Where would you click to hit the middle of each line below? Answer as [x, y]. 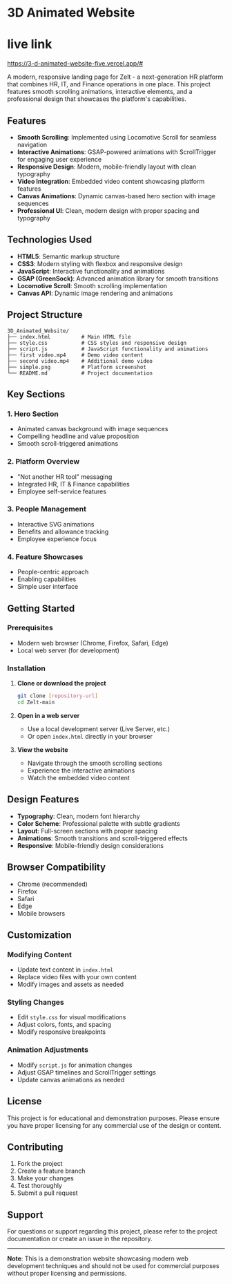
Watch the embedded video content [78, 777]
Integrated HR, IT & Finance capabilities [73, 484]
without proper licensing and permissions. [67, 1274]
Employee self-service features [62, 491]
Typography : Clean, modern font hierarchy [78, 816]
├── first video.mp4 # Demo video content [75, 355]
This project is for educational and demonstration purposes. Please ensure [113, 1118]
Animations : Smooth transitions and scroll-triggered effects [102, 838]
